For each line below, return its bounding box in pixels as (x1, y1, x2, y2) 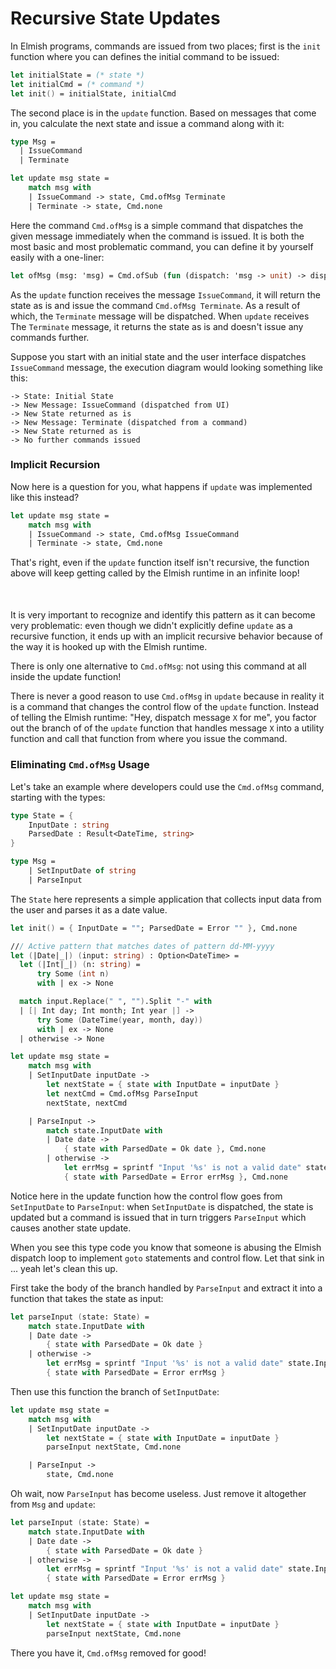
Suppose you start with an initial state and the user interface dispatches (10, 350, 307, 362)
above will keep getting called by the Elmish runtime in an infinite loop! (10, 567, 300, 579)
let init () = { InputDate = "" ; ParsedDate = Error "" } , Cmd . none (10, 923, 298, 933)
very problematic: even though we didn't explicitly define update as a (10, 620, 293, 632)
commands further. (10, 331, 90, 343)
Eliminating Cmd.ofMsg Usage (10, 758, 150, 772)
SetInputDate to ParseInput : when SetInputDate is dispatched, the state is (10, 1200, 314, 1212)
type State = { (10, 810, 74, 821)
